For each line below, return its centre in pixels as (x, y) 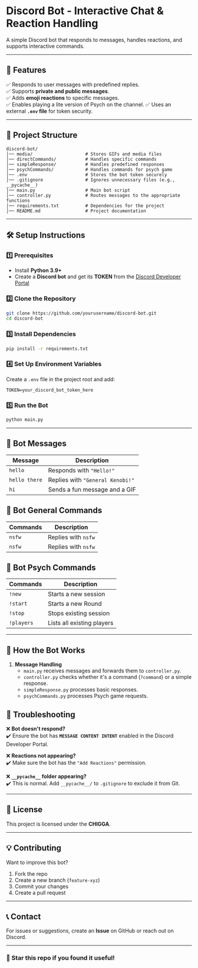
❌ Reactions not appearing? (41, 756)
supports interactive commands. (45, 46)
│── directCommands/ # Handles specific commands (82, 159)
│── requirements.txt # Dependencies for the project (85, 206)
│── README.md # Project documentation (76, 211)
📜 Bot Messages (36, 444)
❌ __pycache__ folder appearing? (46, 776)
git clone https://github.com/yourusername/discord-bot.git (82, 313)
